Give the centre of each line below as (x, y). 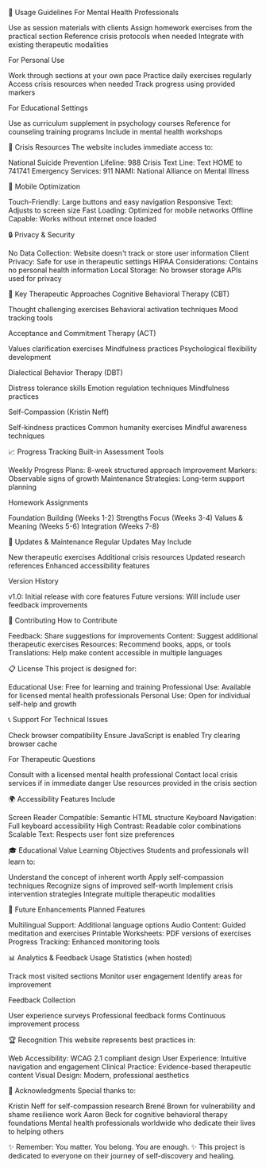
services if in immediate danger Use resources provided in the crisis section (133, 783)
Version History (34, 581)
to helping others (36, 1131)
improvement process (44, 1024)
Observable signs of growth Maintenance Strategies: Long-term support (126, 479)
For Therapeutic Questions (52, 759)
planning (23, 487)
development (30, 357)
